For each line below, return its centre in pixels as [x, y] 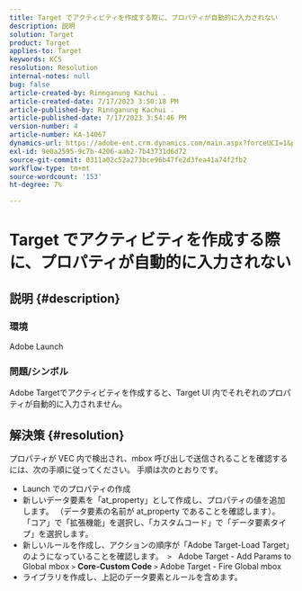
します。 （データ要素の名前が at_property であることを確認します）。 [151, 511]
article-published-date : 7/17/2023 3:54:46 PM [98, 118]
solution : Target [42, 34]
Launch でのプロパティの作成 [76, 489]
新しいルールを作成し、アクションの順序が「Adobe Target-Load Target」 [156, 545]
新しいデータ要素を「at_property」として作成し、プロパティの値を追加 [154, 500]
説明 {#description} [65, 298]
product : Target [40, 43]
